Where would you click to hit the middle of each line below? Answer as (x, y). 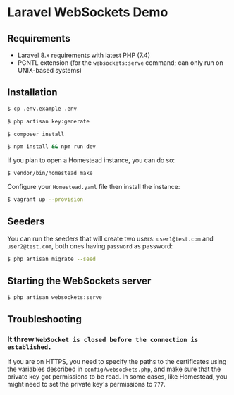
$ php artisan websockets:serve (55, 297)
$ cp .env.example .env (42, 109)
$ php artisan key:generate (49, 121)
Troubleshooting (45, 319)
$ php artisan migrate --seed (52, 259)
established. (30, 347)
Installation (32, 92)
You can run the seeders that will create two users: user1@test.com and (110, 238)
